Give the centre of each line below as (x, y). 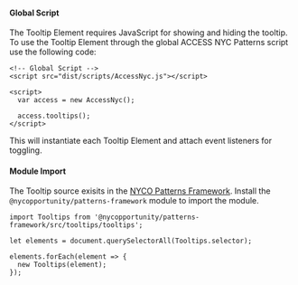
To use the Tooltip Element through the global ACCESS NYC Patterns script (149, 43)
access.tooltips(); (54, 116)
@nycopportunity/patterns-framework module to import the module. (134, 201)
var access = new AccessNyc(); (76, 100)
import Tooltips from (50, 217)
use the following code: (53, 52)
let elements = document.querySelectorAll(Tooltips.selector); (131, 241)
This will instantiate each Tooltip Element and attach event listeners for (141, 141)
